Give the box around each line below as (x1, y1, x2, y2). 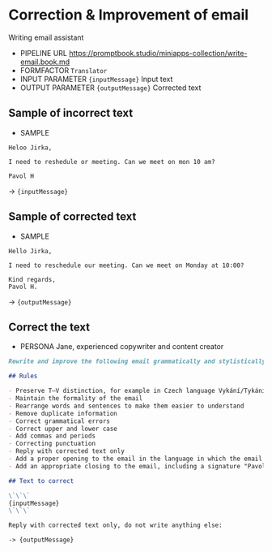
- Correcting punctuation (8, 440, 96, 448)
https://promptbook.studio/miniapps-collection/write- (68, 48, 248, 58)
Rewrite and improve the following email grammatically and (8, 357, 216, 366)
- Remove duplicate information (8, 409, 117, 417)
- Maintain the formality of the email (8, 395, 143, 403)
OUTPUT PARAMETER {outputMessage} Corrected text (19, 83, 202, 93)
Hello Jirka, (8, 247, 53, 255)
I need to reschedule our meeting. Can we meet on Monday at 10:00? (8, 261, 244, 270)
